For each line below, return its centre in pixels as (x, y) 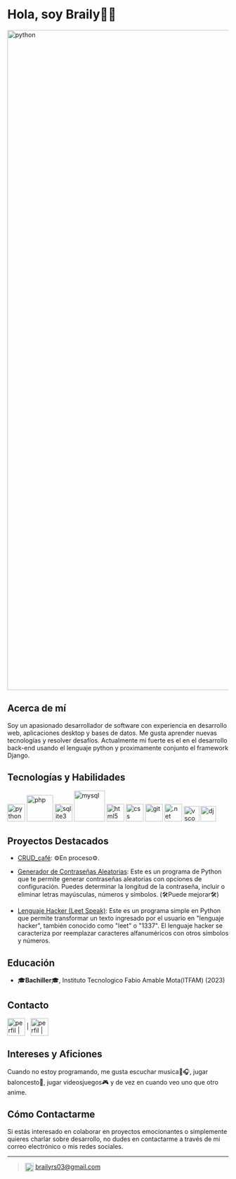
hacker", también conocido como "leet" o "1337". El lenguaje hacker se (120, 926)
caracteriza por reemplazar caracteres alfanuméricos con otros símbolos (123, 933)
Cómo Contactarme (51, 1115)
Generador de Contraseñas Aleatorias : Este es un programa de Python (119, 871)
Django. (19, 755)
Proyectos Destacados (58, 841)
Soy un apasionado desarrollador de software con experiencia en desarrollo (117, 725)
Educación (31, 963)
